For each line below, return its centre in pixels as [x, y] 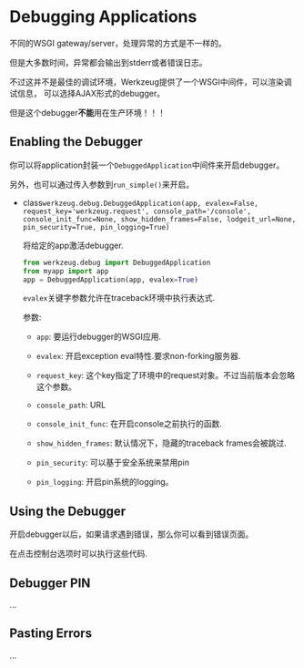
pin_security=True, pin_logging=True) [96, 227]
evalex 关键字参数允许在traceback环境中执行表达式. [119, 298]
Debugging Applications [103, 17]
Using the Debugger [68, 511]
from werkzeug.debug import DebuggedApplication [117, 262]
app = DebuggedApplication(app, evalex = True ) [110, 280]
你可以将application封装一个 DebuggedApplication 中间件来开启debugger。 [147, 165]
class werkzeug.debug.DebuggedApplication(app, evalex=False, [141, 202]
